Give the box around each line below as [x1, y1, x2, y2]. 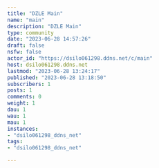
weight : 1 [7, 100, 36, 107]
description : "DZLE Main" [7, 23, 82, 30]
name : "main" [7, 17, 45, 23]
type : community [7, 29, 54, 36]
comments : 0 [7, 94, 41, 101]
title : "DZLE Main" [7, 10, 64, 17]
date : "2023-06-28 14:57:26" [7, 36, 91, 43]
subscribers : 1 [7, 81, 51, 87]
